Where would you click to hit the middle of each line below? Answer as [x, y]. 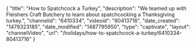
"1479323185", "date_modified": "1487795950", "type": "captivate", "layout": [98, 27]
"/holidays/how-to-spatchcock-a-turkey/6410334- [121, 33]
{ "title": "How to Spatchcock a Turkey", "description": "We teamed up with [97, 8]
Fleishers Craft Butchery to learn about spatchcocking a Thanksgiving [90, 14]
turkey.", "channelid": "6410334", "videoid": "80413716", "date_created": [93, 21]
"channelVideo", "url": [33, 33]
